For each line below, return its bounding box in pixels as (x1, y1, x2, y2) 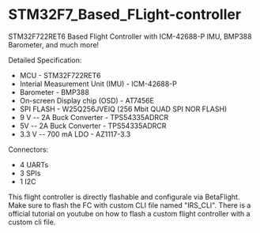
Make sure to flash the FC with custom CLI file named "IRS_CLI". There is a (8, 200, 251, 210)
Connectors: (8, 145, 49, 154)
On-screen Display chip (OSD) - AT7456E (19, 96, 154, 105)
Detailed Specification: (8, 55, 82, 65)
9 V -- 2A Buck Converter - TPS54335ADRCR (19, 112, 169, 122)
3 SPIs (19, 168, 41, 178)
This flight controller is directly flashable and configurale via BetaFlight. (8, 192, 240, 201)
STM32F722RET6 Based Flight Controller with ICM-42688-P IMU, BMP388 (8, 32, 252, 41)
